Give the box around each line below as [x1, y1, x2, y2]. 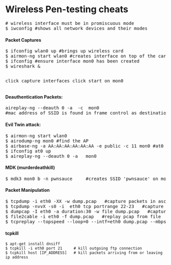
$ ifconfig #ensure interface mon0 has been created [5, 58, 140, 64]
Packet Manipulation [5, 187, 50, 193]
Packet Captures [5, 37, 42, 43]
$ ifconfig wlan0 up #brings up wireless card [5, 48, 124, 54]
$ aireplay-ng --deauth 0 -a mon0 [5, 153, 97, 159]
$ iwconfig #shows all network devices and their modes [5, 25, 148, 31]
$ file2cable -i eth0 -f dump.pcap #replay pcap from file [5, 214, 161, 219]
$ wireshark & [5, 64, 41, 69]
